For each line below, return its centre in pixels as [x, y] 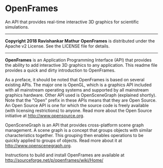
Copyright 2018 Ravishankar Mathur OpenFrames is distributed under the [80, 41]
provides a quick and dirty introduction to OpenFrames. [60, 70]
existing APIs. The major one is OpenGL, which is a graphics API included [78, 85]
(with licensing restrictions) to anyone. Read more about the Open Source [79, 110]
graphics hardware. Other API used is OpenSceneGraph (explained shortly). [81, 95]
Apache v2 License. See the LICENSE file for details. [57, 46]
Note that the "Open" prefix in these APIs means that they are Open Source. [81, 100]
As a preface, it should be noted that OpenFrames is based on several [75, 79]
